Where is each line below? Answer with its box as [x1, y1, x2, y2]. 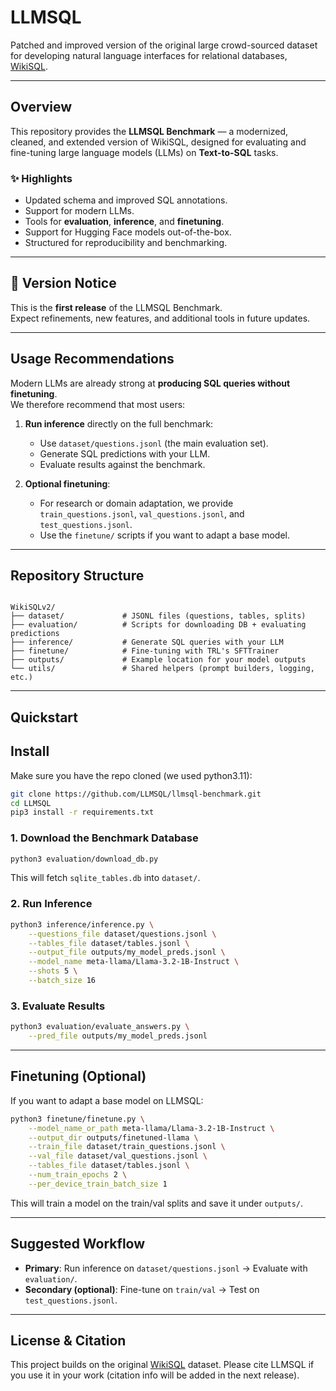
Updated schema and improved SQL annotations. [24, 194, 228, 206]
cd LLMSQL [10, 798, 52, 808]
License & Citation [10, 1332, 127, 1349]
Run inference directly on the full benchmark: [24, 417, 214, 430]
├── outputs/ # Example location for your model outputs [10, 655, 307, 665]
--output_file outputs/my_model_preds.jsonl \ [28, 947, 226, 958]
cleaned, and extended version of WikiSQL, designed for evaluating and [10, 136, 307, 148]
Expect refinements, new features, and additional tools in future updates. [10, 312, 311, 324]
